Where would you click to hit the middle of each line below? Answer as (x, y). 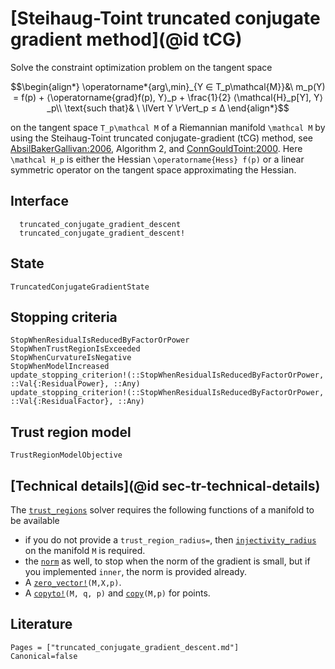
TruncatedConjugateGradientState (80, 287)
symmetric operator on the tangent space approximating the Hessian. (153, 169)
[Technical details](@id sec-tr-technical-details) (165, 485)
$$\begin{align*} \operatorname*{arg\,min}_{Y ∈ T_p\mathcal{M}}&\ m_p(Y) (168, 86)
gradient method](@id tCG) (126, 39)
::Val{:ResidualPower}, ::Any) (75, 384)
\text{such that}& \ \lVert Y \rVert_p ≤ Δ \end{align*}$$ (177, 108)
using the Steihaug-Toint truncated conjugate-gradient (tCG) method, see (162, 138)
